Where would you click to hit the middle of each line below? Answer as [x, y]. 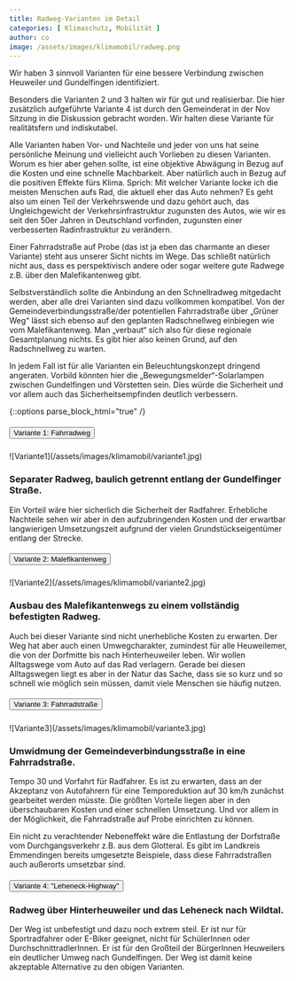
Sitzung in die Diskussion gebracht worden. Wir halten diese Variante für [142, 119]
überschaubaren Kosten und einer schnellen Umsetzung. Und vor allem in [144, 810]
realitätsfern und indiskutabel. [63, 128]
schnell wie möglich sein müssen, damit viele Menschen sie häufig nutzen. [145, 683]
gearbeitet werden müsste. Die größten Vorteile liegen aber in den [130, 800]
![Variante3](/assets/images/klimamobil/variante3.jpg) [108, 728]
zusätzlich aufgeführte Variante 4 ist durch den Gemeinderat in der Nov [140, 109]
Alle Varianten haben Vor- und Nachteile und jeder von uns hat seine [134, 145]
